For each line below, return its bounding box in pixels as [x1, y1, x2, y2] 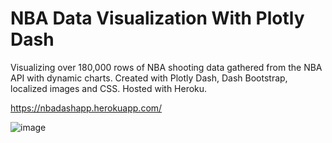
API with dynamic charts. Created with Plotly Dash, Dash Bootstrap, [10, 72, 288, 84]
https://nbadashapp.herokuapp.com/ [10, 102, 163, 114]
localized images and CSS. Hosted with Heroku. [10, 82, 208, 94]
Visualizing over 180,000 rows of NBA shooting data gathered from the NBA [10, 61, 323, 73]
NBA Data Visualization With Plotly [10, 7, 305, 30]
